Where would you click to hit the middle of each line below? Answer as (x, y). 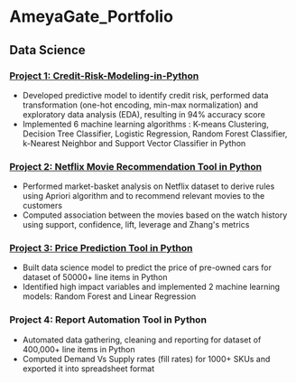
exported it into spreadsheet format (88, 369)
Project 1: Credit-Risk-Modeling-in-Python (104, 76)
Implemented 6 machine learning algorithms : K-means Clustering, (145, 124)
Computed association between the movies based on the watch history (155, 215)
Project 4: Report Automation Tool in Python (108, 320)
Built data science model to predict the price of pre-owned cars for (147, 267)
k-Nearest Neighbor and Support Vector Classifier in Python (134, 143)
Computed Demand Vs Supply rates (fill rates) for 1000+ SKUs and (146, 359)
